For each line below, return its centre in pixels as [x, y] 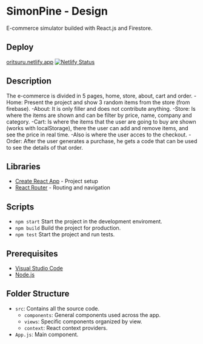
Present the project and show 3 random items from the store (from [107, 102]
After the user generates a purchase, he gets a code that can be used [110, 141]
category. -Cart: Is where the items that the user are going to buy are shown [101, 121]
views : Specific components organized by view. [83, 321]
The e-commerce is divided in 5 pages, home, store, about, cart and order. [99, 96]
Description [29, 81]
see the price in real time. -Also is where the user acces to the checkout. [97, 135]
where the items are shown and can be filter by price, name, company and [99, 115]
